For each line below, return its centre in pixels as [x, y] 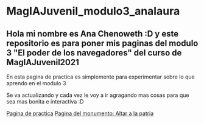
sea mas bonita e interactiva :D [45, 101]
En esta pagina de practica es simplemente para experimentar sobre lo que [100, 77]
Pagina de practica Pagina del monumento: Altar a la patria [80, 113]
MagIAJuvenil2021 [43, 62]
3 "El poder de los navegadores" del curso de [94, 53]
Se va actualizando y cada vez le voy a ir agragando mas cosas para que [98, 95]
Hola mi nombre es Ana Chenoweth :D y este [92, 34]
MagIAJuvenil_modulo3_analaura [93, 11]
